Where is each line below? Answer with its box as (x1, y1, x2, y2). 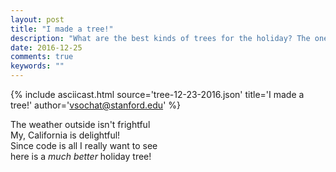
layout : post (10, 14, 65, 25)
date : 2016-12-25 (10, 42, 83, 53)
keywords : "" (10, 61, 65, 71)
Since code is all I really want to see (10, 140, 158, 151)
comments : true (10, 52, 74, 62)
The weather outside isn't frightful (10, 119, 151, 130)
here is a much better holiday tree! (10, 151, 152, 162)
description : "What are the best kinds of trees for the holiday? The (10, 33, 311, 43)
